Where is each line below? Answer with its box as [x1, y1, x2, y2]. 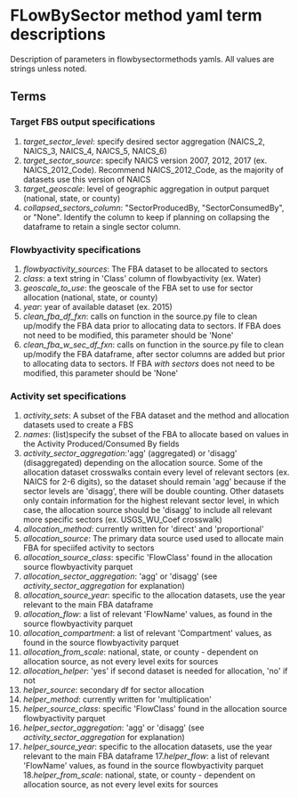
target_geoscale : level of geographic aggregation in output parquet [22, 183, 270, 194]
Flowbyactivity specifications [10, 243, 141, 256]
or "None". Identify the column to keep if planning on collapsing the [22, 211, 270, 223]
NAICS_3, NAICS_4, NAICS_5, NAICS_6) [22, 145, 167, 156]
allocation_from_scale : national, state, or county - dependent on [22, 647, 259, 657]
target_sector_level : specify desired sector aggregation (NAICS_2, [22, 135, 265, 147]
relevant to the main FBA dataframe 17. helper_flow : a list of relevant [22, 751, 270, 761]
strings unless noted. [10, 63, 87, 74]
